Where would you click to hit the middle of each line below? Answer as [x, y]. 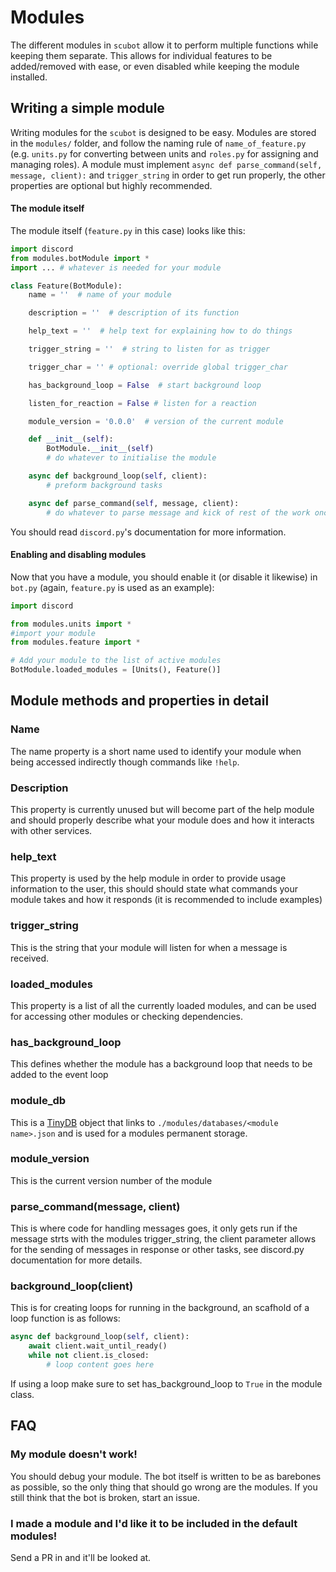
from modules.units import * [71, 624]
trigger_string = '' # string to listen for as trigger [149, 349]
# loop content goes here [100, 1365]
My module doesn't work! [74, 1454]
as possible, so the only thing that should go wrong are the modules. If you [164, 1487]
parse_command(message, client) [95, 1206]
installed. [29, 77]
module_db [38, 1101]
